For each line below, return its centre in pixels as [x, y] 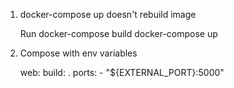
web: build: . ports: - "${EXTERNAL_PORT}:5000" [122, 72]
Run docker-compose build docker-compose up [118, 33]
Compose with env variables [78, 53]
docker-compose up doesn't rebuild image [108, 14]
